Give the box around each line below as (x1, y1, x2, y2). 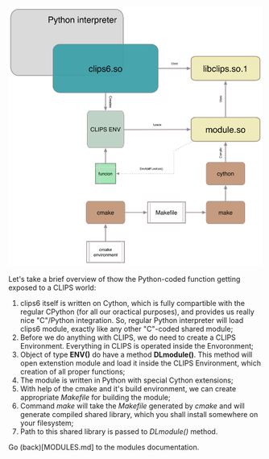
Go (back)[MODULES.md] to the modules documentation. (8, 442, 200, 453)
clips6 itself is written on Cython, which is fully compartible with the (19, 299, 246, 308)
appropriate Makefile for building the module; (19, 393, 171, 403)
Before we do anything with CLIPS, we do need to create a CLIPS (19, 333, 236, 342)
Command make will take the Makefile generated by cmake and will (19, 401, 246, 411)
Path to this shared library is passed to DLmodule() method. (19, 427, 218, 436)
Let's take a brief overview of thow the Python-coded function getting (8, 275, 241, 284)
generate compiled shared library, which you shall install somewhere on (19, 410, 259, 420)
